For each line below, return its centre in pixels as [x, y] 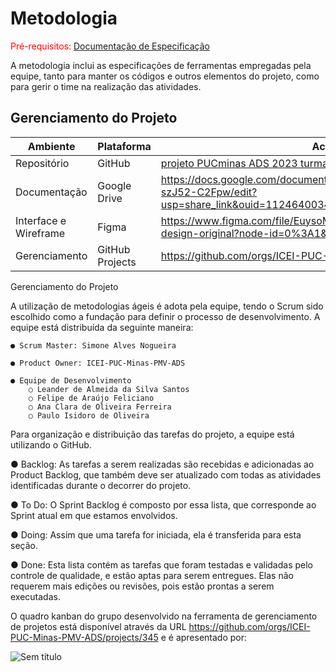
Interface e [41, 220]
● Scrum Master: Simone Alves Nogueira [93, 345]
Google [114, 185]
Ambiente [51, 146]
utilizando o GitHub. [51, 444]
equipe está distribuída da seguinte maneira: [102, 327]
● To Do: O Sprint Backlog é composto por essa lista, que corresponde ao [163, 504]
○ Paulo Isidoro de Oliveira [89, 415]
